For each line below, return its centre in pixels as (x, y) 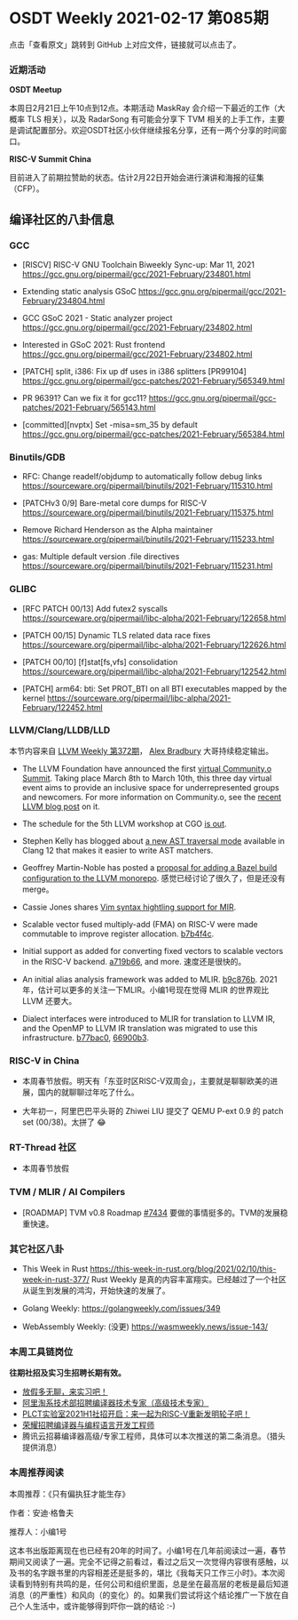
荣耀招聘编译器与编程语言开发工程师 (88, 1425)
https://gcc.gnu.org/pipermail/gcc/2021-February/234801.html (136, 274)
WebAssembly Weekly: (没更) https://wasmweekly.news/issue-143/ (145, 1327)
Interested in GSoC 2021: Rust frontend (94, 344)
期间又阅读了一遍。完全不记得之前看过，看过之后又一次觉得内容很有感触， (145, 1561)
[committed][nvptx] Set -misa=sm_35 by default (110, 424)
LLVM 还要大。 (49, 1000)
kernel (34, 698)
